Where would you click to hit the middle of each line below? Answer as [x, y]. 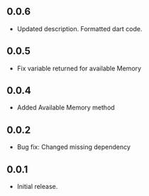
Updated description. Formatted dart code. [79, 28]
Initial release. [37, 187]
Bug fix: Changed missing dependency [73, 147]
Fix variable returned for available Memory [79, 68]
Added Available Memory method [66, 108]
